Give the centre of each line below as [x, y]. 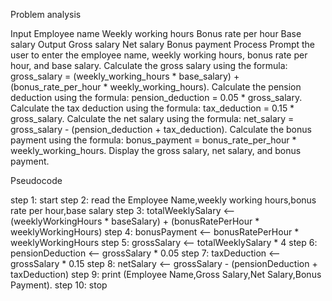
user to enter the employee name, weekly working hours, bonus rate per [159, 55]
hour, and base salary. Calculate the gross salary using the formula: [149, 65]
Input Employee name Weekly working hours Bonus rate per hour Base [156, 33]
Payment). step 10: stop [59, 285]
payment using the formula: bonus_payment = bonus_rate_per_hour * [153, 140]
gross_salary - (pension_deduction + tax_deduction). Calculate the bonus [161, 129]
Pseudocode [36, 180]
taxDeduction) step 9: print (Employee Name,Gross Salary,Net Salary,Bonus [166, 274]
